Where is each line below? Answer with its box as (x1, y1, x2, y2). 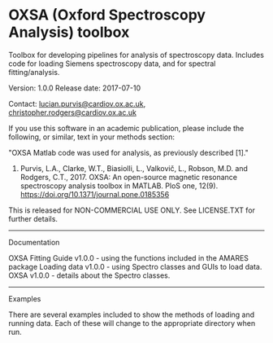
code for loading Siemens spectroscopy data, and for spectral (8, 59, 216, 68)
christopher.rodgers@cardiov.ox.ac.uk (8, 108, 136, 117)
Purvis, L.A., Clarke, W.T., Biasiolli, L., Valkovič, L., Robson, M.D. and (19, 163, 248, 173)
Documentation (8, 237, 60, 247)
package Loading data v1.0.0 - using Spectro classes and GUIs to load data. (8, 262, 262, 271)
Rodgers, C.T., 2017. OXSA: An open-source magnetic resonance (19, 172, 238, 182)
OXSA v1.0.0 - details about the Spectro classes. (8, 270, 171, 280)
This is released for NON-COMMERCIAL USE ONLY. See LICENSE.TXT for (8, 205, 256, 215)
